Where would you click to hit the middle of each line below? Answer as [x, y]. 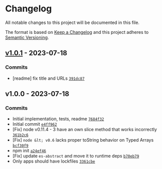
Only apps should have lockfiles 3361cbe [54, 161]
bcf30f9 [20, 146]
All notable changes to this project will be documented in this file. [72, 22]
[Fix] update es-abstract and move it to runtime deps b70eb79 [76, 156]
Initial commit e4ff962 [35, 124]
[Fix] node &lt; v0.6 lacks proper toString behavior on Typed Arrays [83, 140]
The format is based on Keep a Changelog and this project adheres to [77, 32]
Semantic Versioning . [27, 37]
